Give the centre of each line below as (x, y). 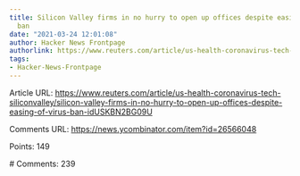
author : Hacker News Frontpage (67, 42)
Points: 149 (30, 146)
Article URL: (31, 92)
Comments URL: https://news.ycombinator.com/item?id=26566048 (133, 129)
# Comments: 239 (42, 163)
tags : (19, 59)
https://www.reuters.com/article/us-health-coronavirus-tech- (168, 92)
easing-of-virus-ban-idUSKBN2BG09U (81, 112)
